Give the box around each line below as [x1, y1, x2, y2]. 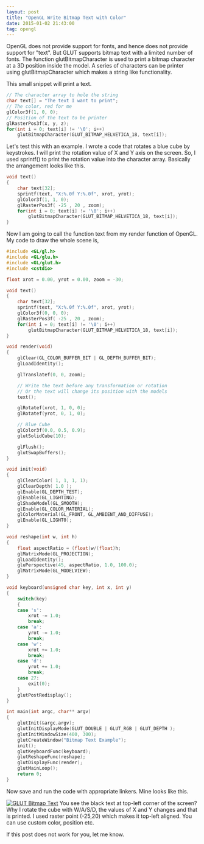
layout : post [6, 9, 40, 15]
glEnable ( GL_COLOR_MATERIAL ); [17, 506, 94, 512]
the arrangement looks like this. [6, 162, 85, 169]
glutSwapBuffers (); [17, 449, 67, 455]
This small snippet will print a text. [6, 80, 92, 88]
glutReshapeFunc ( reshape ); [17, 754, 86, 760]
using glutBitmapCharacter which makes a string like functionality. [6, 68, 172, 76]
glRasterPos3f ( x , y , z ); [6, 120, 69, 127]
